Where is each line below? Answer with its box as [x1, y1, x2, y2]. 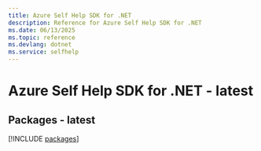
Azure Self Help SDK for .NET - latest [8, 82, 254, 100]
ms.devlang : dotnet [8, 41, 72, 49]
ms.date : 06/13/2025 [8, 26, 76, 34]
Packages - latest [8, 113, 96, 127]
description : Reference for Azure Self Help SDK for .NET [8, 19, 202, 27]
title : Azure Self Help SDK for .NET [8, 11, 132, 20]
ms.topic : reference [8, 33, 76, 42]
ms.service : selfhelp [8, 48, 79, 56]
